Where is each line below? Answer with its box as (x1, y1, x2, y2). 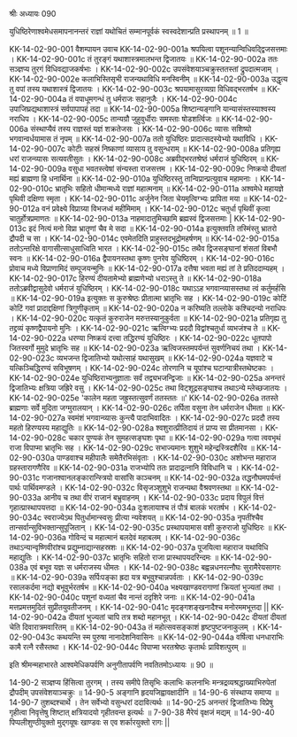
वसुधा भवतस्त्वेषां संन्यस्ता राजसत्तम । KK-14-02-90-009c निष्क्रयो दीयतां (68, 164, 286, 174)
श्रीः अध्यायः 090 (9, 9, 57, 19)
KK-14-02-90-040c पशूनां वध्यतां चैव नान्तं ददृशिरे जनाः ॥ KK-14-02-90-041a (9, 592, 255, 602)
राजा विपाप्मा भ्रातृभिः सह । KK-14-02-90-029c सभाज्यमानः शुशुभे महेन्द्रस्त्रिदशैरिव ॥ (9, 443, 255, 453)
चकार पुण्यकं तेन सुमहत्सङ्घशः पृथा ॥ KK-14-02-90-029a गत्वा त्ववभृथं (67, 432, 281, 443)
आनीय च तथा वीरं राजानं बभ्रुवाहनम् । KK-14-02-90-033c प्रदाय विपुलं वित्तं (42, 493, 264, 502)
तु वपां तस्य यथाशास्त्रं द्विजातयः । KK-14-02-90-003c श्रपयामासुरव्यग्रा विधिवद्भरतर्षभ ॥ (9, 84, 265, 94)
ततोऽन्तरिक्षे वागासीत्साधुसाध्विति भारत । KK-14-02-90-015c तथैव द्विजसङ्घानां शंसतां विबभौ (9, 244, 278, 253)
